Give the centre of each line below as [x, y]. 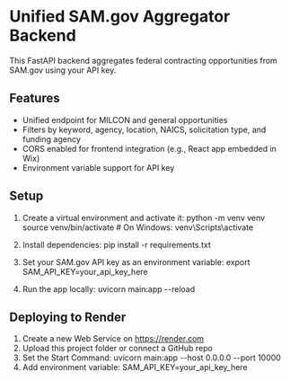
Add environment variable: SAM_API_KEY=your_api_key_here [135, 368]
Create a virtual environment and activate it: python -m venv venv [144, 217]
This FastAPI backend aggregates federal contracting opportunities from [144, 60]
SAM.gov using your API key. [63, 70]
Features [35, 98]
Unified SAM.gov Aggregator [120, 17]
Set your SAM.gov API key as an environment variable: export [136, 261]
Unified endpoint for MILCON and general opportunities [125, 120]
